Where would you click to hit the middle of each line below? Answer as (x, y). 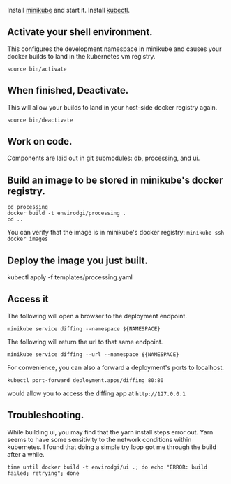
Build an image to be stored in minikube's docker (115, 180)
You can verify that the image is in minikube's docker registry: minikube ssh (116, 233)
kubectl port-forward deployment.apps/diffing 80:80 (85, 380)
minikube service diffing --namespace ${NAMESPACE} (84, 329)
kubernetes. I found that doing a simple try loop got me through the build (112, 447)
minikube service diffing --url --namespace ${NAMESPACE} (93, 354)
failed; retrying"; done (43, 473)
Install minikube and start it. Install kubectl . (69, 10)
